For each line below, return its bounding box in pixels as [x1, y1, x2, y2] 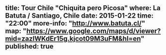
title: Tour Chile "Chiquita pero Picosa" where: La [5, 4, 161, 12]
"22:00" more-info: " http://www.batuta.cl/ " [5, 19, 146, 27]
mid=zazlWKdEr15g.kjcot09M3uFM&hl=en [5, 34, 141, 43]
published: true [5, 42, 54, 51]
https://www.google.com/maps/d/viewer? [26, 27, 161, 35]
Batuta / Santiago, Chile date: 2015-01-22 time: [5, 12, 154, 20]
